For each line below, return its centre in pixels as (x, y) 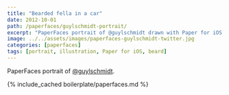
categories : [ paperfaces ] (44, 45)
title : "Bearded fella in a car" (55, 13)
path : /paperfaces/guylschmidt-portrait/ (67, 26)
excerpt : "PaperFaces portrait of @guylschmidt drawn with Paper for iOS (115, 32)
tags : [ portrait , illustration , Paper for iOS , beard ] (87, 52)
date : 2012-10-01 (32, 20)
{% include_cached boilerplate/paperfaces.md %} (78, 84)
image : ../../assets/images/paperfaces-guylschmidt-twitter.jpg (101, 39)
